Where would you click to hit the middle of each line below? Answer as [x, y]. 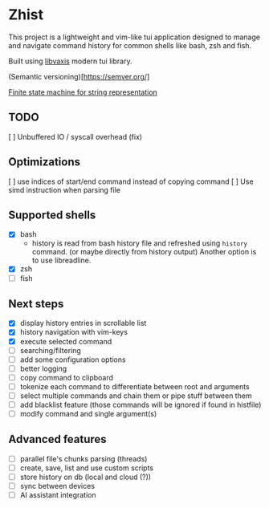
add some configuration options [73, 360]
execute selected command [66, 341]
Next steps [36, 304]
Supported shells [52, 215]
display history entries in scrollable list [83, 323]
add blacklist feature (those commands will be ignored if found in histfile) [141, 404]
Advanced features [57, 439]
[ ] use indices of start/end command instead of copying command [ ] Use [131, 181]
